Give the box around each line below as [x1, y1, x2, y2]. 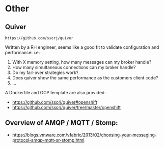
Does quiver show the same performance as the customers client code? [12, 75, 158, 80]
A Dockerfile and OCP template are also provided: [5, 90, 106, 95]
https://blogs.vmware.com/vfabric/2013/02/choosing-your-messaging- [12, 132, 157, 138]
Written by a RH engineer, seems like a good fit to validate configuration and [5, 44, 160, 50]
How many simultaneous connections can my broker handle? [12, 65, 136, 70]
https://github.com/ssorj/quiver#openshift [12, 99, 97, 105]
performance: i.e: [5, 50, 40, 55]
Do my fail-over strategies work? [12, 70, 79, 75]
